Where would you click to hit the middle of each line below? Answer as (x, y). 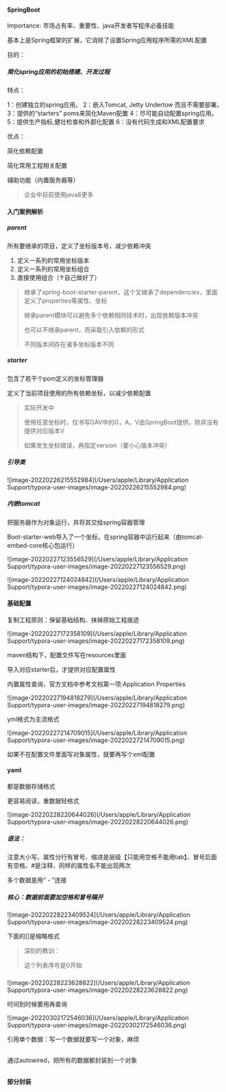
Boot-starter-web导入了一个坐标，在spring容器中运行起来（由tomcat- (105, 537)
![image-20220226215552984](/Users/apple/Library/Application (98, 480)
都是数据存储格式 (31, 787)
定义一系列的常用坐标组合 (53, 269)
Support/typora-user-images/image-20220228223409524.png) (98, 922)
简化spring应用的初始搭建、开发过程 (59, 71)
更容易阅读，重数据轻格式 (43, 801)
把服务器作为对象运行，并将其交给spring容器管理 (76, 522)
